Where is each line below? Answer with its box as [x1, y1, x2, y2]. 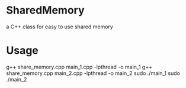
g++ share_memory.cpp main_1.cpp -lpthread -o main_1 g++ [6, 63, 153, 70]
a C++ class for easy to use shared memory [6, 23, 114, 30]
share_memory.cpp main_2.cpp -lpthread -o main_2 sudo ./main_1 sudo [6, 69, 181, 77]
